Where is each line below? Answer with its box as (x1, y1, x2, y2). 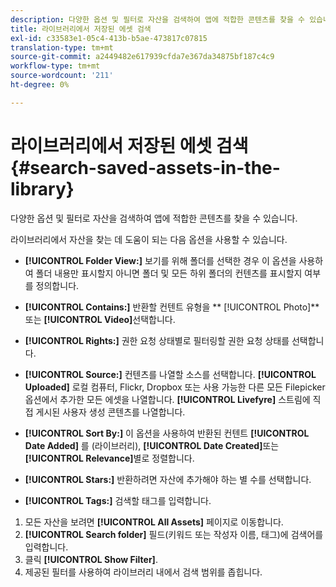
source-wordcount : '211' (10, 71, 114, 81)
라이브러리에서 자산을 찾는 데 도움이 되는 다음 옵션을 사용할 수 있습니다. (10, 233, 288, 245)
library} (10, 177, 75, 200)
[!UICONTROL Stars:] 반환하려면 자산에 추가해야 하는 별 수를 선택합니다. (24, 473, 312, 485)
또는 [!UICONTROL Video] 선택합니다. (24, 313, 176, 325)
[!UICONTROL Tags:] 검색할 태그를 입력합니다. (24, 494, 212, 506)
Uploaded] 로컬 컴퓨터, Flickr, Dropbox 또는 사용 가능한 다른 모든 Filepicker (24, 381, 326, 393)
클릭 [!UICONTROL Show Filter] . (24, 553, 158, 565)
